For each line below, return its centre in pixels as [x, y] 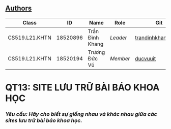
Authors [19, 8]
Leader [119, 38]
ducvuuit [145, 58]
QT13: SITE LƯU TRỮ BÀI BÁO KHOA [82, 87]
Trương [96, 52]
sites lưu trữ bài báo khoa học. [44, 120]
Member [120, 58]
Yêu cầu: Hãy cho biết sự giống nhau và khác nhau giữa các [81, 114]
